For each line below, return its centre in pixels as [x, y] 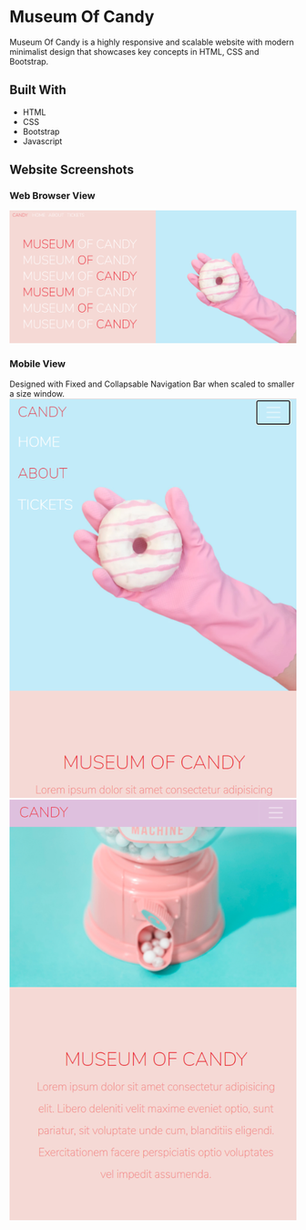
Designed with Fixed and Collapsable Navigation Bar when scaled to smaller [152, 384]
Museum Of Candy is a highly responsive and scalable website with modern [152, 42]
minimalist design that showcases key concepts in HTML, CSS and [134, 51]
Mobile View [38, 364]
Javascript [42, 141]
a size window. [37, 393]
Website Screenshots [72, 170]
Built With [38, 90]
